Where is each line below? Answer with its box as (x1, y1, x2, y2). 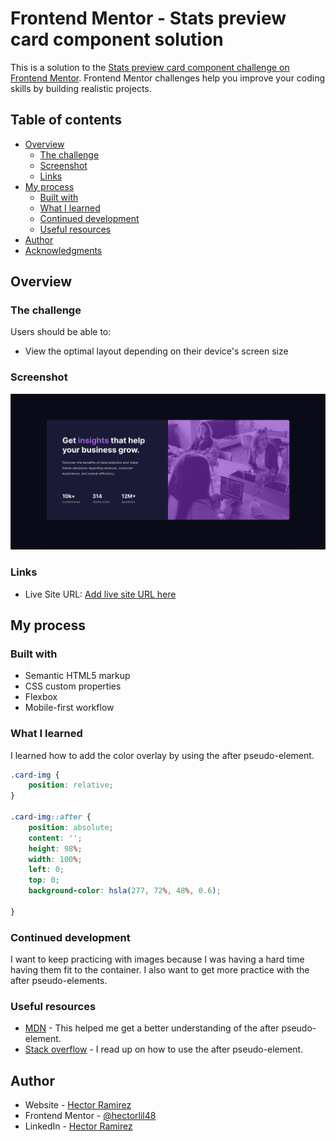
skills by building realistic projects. (10, 82, 152, 94)
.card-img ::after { (10, 812, 92, 822)
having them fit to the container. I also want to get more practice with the (10, 964, 310, 976)
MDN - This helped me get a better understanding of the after (24, 1022, 280, 1034)
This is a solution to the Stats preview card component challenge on (10, 61, 290, 73)
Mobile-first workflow (24, 702, 115, 714)
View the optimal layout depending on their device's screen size (24, 345, 289, 357)
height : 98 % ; (28, 843, 83, 854)
